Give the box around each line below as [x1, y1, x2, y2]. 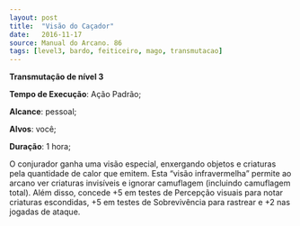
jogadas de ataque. [9, 206, 81, 217]
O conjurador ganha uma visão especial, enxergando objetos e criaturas [9, 158, 277, 169]
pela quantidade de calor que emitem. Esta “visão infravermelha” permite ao [9, 168, 292, 179]
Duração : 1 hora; [9, 141, 72, 152]
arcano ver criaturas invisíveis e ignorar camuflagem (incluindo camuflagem [9, 177, 291, 189]
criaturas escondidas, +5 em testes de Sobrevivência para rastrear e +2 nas [9, 197, 290, 208]
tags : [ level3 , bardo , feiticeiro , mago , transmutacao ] [9, 47, 223, 56]
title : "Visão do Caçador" [9, 22, 115, 31]
